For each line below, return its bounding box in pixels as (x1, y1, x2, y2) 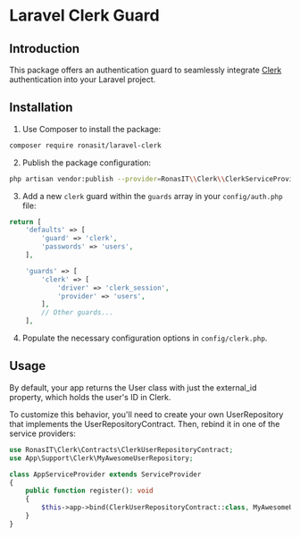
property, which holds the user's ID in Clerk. (9, 391, 171, 402)
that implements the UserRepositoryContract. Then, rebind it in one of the (9, 418, 280, 429)
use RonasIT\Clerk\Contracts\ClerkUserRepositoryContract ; (9, 445, 234, 454)
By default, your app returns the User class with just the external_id (9, 382, 257, 393)
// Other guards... (41, 308, 114, 317)
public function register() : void (25, 486, 154, 496)
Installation (9, 100, 73, 115)
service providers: (9, 428, 76, 439)
